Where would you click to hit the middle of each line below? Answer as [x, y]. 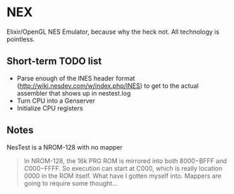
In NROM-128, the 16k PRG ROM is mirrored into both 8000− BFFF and [125, 161]
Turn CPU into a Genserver [56, 101]
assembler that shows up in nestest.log [74, 93]
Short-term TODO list [54, 62]
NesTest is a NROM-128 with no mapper [64, 147]
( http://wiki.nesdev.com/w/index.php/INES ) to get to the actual [107, 86]
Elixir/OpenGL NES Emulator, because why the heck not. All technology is [113, 32]
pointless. [21, 39]
